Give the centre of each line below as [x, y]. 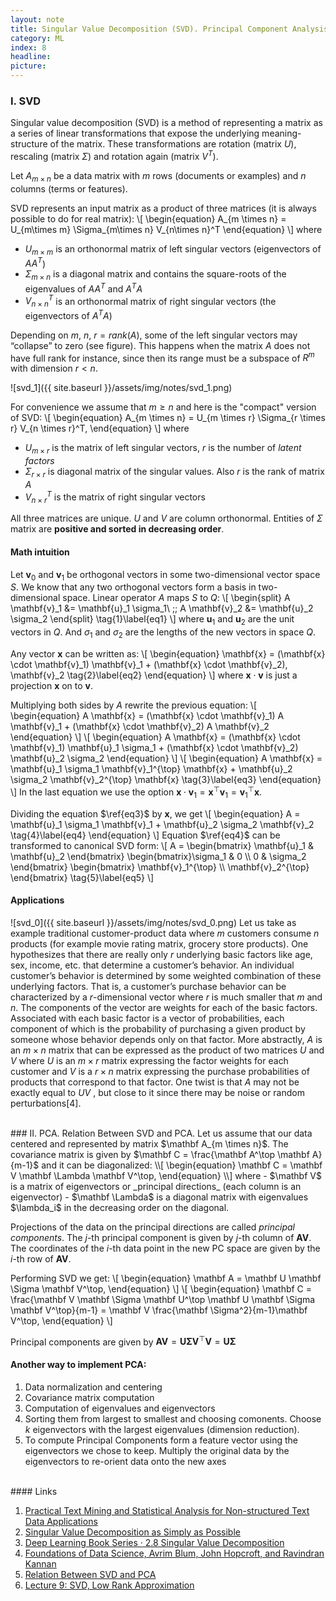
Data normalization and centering [93, 1387]
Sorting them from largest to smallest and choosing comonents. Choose [173, 1418]
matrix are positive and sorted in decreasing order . [117, 529]
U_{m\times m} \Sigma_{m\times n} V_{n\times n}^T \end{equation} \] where [166, 229]
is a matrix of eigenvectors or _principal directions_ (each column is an [156, 1186]
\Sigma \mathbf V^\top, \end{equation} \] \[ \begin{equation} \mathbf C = [161, 1288]
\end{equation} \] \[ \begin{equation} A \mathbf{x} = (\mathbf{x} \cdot [155, 737]
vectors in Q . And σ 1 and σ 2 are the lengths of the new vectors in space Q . [163, 633]
